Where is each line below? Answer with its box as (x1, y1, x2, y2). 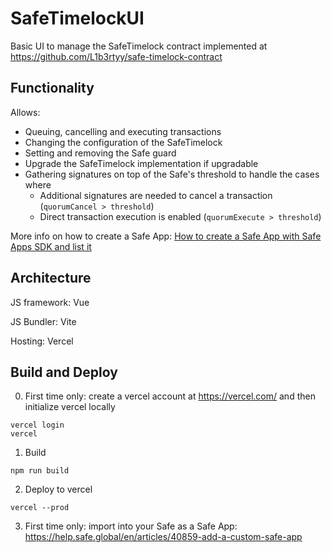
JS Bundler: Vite (10, 315, 77, 327)
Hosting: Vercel (10, 335, 74, 347)
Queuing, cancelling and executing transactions (24, 125, 222, 137)
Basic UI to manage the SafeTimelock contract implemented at (10, 40, 268, 52)
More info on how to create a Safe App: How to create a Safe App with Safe (10, 230, 322, 242)
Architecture (10, 270, 92, 287)
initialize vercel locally (24, 401, 116, 413)
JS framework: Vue (10, 296, 90, 308)
